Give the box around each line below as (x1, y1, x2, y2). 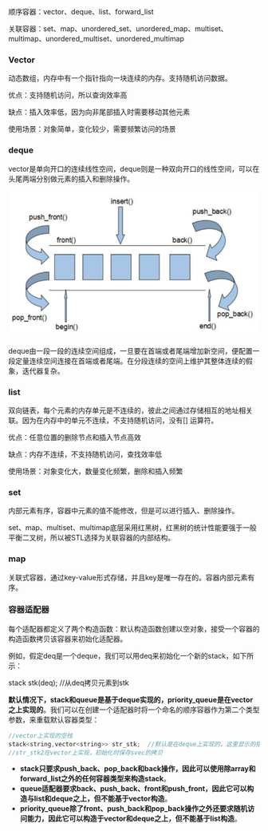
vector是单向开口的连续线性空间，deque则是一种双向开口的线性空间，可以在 (8, 164, 260, 173)
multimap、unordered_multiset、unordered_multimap (8, 34, 185, 43)
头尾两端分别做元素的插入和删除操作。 (8, 174, 134, 184)
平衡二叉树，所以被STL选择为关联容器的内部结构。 (8, 533, 175, 543)
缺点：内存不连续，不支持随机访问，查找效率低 (8, 449, 162, 459)
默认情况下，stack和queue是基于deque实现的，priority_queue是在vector (8, 694, 254, 704)
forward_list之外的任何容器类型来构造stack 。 (19, 774, 171, 784)
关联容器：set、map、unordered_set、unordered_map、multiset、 (8, 24, 229, 34)
